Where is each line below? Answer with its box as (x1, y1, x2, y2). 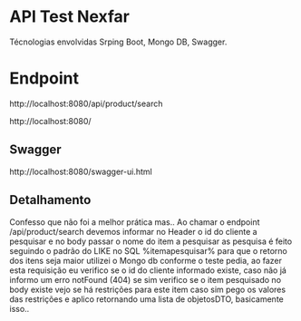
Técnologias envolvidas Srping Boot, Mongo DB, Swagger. (9, 36, 228, 47)
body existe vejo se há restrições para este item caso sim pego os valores (9, 284, 286, 295)
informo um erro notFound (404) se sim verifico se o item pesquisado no (9, 274, 282, 285)
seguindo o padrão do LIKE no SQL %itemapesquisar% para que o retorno (9, 245, 287, 256)
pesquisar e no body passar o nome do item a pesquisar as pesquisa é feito (9, 236, 293, 247)
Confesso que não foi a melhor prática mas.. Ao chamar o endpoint (9, 216, 260, 228)
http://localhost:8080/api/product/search (9, 98, 163, 109)
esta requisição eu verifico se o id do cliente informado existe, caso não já (9, 265, 287, 276)
